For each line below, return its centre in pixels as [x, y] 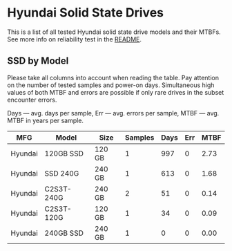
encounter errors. [32, 100]
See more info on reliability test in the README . [75, 39]
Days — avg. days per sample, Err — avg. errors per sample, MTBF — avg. [113, 113]
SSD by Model [38, 61]
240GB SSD [64, 233]
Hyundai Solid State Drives [86, 13]
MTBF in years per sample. [46, 120]
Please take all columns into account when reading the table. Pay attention [113, 77]
